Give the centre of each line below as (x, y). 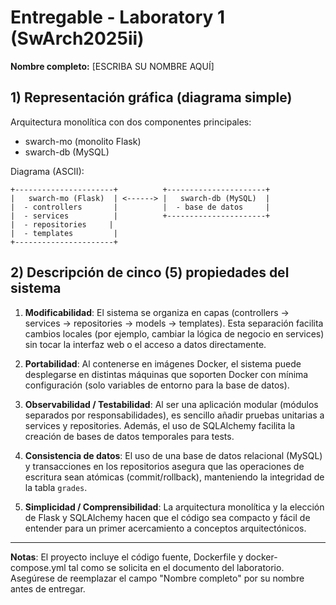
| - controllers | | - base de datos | (140, 207)
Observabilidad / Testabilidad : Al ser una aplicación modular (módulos (171, 404)
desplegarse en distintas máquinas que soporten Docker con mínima (166, 374)
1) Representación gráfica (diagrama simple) (151, 97)
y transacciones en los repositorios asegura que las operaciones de (164, 466)
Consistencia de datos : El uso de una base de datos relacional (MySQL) (173, 455)
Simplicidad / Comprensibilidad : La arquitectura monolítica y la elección (174, 507)
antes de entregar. (48, 588)
